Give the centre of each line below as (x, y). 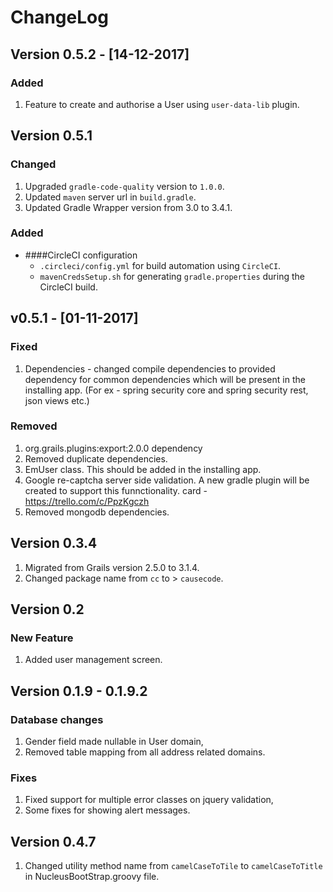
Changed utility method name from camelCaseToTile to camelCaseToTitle (173, 866)
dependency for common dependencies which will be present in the (165, 379)
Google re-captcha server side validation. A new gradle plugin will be (167, 480)
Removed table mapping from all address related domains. (145, 752)
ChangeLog (59, 17)
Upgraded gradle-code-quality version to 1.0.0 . (124, 186)
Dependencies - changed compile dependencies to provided (150, 368)
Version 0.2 (47, 609)
